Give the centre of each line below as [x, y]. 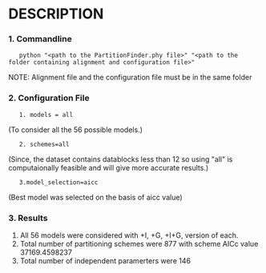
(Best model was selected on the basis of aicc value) [95, 197]
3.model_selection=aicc [58, 182]
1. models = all [46, 114]
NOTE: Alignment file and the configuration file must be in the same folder [130, 78]
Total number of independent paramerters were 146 [105, 261]
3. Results [28, 218]
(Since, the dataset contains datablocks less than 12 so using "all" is [121, 159]
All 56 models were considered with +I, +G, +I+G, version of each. [129, 235]
